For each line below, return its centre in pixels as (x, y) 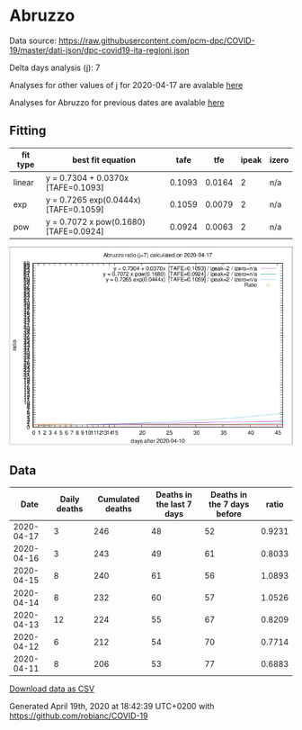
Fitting (28, 131)
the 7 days (229, 504)
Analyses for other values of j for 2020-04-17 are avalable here (126, 85)
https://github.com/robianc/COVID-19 (79, 716)
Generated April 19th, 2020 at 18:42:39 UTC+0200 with (112, 706)
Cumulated (119, 500)
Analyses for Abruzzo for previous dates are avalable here (117, 102)
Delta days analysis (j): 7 (55, 68)
